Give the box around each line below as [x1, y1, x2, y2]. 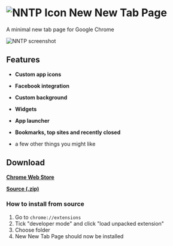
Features [6, 54, 40, 65]
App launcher [14, 117, 50, 124]
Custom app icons [14, 71, 62, 78]
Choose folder [14, 226, 51, 233]
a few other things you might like [14, 140, 96, 147]
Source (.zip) [6, 185, 40, 192]
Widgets [14, 105, 37, 113]
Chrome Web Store [6, 174, 55, 181]
